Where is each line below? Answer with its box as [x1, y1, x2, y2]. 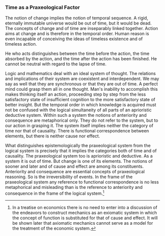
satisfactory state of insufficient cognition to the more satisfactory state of [5, 97, 156, 103]
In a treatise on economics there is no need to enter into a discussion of [12, 204, 158, 210]
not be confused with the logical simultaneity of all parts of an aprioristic [5, 107, 152, 113]
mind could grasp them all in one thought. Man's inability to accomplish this [5, 86, 158, 92]
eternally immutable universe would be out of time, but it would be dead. [5, 20, 152, 26]
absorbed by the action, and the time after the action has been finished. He [5, 56, 157, 62]
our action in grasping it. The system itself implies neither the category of [5, 123, 154, 129]
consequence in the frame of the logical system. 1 [5, 189, 105, 196]
